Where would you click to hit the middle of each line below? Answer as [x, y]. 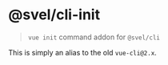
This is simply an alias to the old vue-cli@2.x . [83, 52]
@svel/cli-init [54, 15]
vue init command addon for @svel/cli [94, 37]
